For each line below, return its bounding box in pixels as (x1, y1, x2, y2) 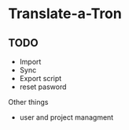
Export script (19, 74, 62, 83)
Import (19, 57, 42, 66)
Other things (8, 98, 49, 106)
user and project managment (19, 113, 114, 122)
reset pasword (19, 82, 67, 91)
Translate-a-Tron (8, 5, 122, 23)
